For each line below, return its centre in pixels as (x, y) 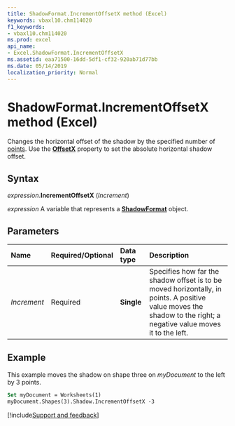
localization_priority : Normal (53, 72)
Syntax (23, 179)
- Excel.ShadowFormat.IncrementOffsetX (65, 53)
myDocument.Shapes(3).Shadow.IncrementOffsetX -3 (81, 401)
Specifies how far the (184, 272)
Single (131, 302)
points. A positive (178, 298)
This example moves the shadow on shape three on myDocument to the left (116, 374)
